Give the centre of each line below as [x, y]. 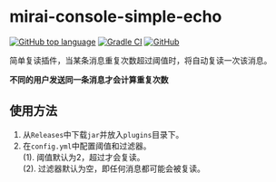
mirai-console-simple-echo [116, 17]
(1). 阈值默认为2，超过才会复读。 [84, 157]
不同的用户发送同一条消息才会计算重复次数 [89, 80]
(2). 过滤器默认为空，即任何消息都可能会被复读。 [114, 168]
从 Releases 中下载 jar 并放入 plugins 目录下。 [103, 134]
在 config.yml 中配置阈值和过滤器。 [87, 146]
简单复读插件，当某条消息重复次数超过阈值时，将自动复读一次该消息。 [141, 60]
